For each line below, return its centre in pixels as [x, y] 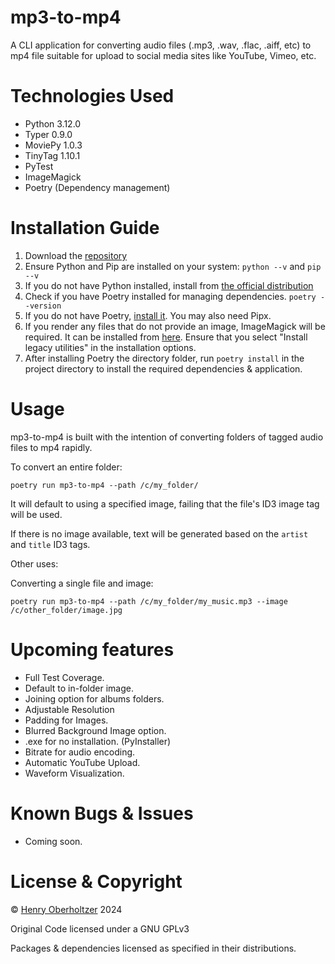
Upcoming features [92, 649]
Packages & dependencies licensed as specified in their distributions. [153, 948]
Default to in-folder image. [79, 688]
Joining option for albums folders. [94, 698]
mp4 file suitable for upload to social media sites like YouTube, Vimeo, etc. [163, 55]
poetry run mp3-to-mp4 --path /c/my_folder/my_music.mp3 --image [149, 601]
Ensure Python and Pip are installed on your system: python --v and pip [173, 266]
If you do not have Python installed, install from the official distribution [169, 285]
